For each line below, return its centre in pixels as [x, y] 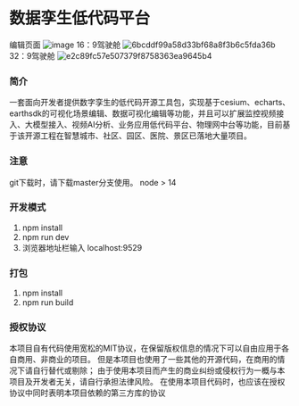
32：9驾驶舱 [32, 55]
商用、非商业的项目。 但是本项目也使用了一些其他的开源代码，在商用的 [147, 360]
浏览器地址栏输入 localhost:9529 [82, 247]
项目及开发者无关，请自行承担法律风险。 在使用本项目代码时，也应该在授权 [147, 382]
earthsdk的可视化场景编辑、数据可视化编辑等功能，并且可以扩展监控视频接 [147, 113]
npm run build [48, 302]
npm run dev [46, 236]
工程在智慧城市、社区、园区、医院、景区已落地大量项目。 [145, 136]
